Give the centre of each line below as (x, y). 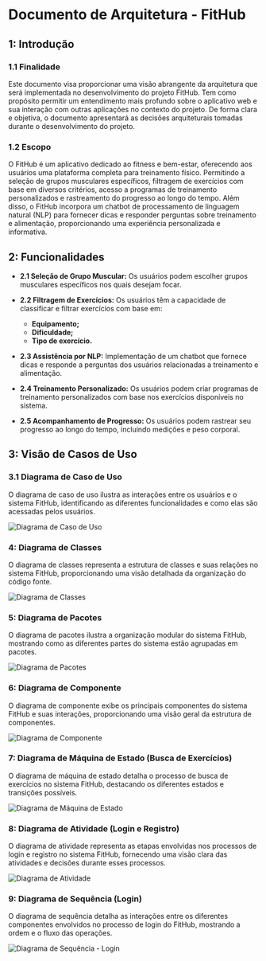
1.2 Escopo (30, 146)
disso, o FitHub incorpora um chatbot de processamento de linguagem (124, 207)
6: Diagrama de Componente (65, 688)
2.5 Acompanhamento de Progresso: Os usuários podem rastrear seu (135, 420)
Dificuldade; (52, 332)
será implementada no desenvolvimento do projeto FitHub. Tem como (122, 92)
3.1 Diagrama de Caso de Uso (66, 477)
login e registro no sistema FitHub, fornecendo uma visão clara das (118, 854)
